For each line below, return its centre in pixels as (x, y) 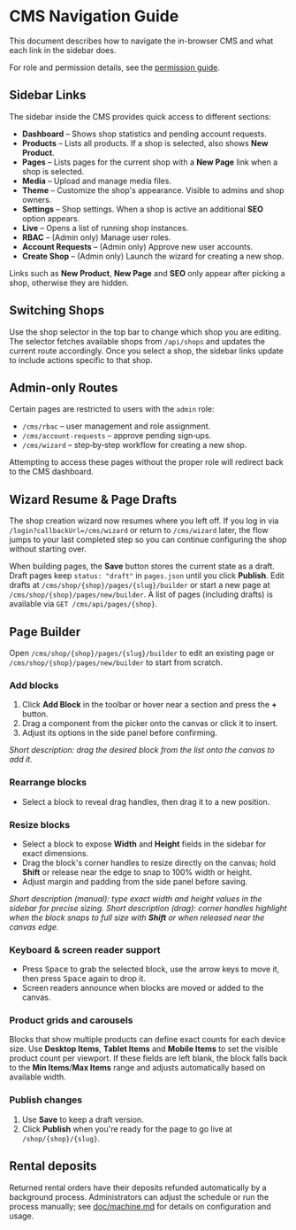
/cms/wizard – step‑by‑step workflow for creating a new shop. (134, 445)
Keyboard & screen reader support (85, 949)
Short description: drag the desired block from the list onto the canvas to (142, 750)
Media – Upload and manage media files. (97, 181)
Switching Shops (57, 310)
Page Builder (45, 632)
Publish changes (46, 1100)
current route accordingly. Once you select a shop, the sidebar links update (147, 351)
